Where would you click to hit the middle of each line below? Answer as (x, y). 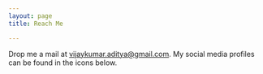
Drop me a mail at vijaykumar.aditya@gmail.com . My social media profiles (131, 54)
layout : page (30, 16)
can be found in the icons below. (63, 63)
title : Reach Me (36, 24)
